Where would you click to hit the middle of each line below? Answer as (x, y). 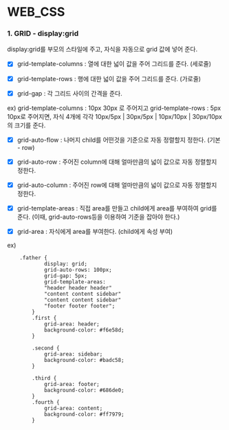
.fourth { (46, 402)
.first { (44, 318)
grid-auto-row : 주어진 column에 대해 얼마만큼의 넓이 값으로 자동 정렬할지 (117, 162)
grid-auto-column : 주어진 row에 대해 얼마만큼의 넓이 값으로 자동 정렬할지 (117, 185)
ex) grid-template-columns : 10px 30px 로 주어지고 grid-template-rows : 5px (114, 108)
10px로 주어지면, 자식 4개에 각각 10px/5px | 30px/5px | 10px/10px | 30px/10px (115, 116)
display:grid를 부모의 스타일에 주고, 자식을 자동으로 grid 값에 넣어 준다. (102, 50)
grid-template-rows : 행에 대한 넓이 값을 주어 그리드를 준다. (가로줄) (109, 78)
